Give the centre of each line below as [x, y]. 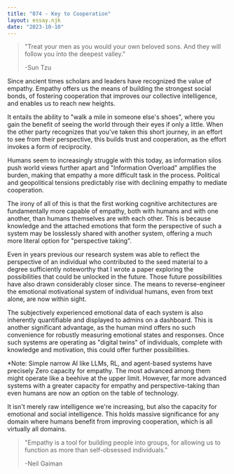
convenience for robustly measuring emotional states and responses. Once [116, 335]
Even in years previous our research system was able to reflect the [104, 255]
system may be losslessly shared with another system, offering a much [110, 233]
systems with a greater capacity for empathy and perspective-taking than [113, 386]
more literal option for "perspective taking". [69, 241]
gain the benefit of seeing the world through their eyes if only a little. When [115, 125]
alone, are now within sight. [47, 299]
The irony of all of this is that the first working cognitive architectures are [112, 204]
